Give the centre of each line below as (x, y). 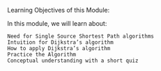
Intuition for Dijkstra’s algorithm (60, 42)
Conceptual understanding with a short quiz (73, 61)
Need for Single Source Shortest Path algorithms (81, 36)
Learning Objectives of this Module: (59, 10)
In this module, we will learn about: (57, 23)
